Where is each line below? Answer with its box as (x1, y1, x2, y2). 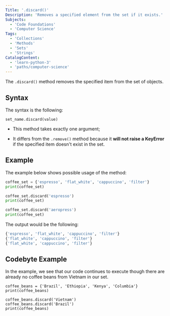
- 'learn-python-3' (10, 60, 52, 65)
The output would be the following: (5, 221, 79, 228)
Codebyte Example (5, 255, 67, 264)
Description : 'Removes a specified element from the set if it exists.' (5, 12, 163, 17)
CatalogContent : (5, 55, 40, 60)
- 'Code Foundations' (10, 21, 56, 27)
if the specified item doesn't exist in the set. (12, 141, 105, 147)
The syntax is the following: (5, 107, 63, 113)
